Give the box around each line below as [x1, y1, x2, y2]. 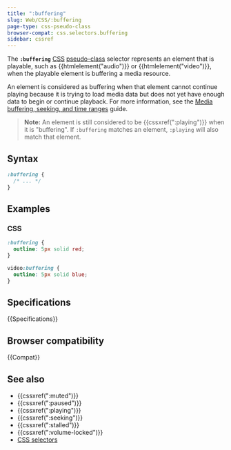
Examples [7, 203, 50, 215]
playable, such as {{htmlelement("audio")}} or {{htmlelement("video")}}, [7, 62, 212, 70]
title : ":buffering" [7, 10, 67, 17]
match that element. [23, 133, 81, 141]
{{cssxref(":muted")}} [17, 391, 79, 400]
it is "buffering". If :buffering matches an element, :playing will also [23, 126, 219, 134]
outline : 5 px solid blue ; [13, 271, 88, 278]
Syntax [7, 153, 39, 164]
